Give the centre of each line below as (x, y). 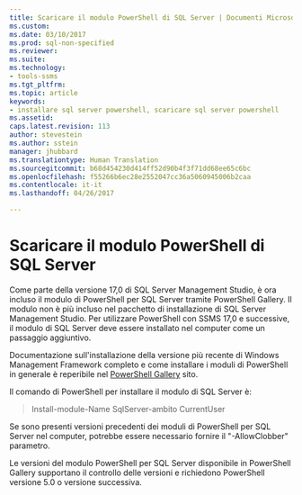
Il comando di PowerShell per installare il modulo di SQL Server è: (130, 391)
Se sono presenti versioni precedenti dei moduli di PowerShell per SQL (140, 426)
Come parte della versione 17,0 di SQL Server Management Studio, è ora (143, 290)
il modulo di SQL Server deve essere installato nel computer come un (137, 328)
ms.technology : (38, 68)
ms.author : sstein (44, 143)
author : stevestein (46, 135)
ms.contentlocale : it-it (56, 185)
